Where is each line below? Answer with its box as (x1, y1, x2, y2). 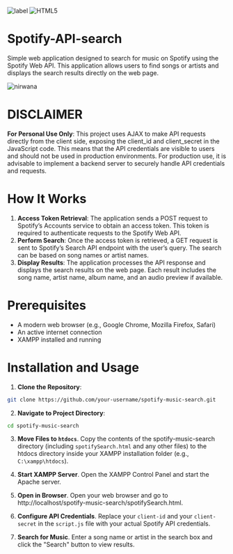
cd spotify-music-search (7, 422, 79, 429)
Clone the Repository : (17, 383, 82, 391)
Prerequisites (7, 298, 87, 313)
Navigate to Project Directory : (17, 409, 106, 417)
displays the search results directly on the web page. (7, 68, 159, 77)
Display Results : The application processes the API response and (17, 258, 207, 267)
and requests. (7, 166, 47, 175)
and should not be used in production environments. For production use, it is (7, 152, 227, 160)
